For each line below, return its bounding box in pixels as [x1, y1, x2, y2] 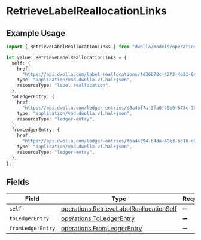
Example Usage [6, 28, 66, 38]
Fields [6, 177, 30, 187]
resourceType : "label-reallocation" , [17, 83, 111, 89]
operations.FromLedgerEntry [60, 224, 142, 233]
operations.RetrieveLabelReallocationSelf [60, 205, 177, 213]
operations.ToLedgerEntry [60, 214, 135, 223]
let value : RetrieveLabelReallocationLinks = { [6, 54, 127, 60]
